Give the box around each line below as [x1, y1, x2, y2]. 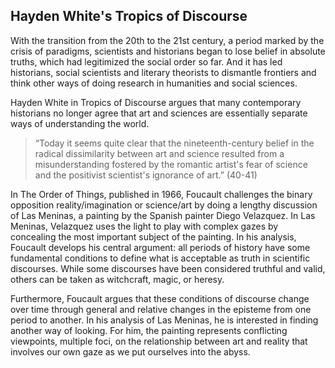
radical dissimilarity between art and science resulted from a [34, 147, 285, 159]
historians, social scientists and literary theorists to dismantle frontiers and [10, 66, 317, 78]
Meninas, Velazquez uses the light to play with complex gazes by [10, 220, 279, 232]
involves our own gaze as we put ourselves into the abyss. [10, 345, 251, 358]
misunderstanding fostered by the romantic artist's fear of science [34, 158, 308, 170]
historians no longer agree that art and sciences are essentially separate [10, 107, 308, 119]
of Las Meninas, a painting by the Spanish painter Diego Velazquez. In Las [10, 209, 316, 221]
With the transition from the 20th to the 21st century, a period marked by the [10, 34, 325, 46]
